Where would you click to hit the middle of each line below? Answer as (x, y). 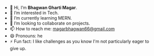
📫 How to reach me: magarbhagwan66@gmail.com (62, 29)
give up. (18, 48)
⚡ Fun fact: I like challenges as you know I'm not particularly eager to (79, 41)
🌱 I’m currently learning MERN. (41, 18)
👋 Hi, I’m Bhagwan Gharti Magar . (43, 8)
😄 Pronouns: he (26, 36)
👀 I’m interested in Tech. (34, 13)
